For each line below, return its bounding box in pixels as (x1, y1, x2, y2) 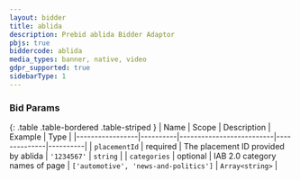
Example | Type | (9, 131, 72, 142)
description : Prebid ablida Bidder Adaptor (9, 30, 176, 39)
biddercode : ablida (9, 47, 83, 56)
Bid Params (9, 101, 60, 113)
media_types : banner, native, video (9, 55, 147, 64)
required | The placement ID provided (145, 141, 286, 152)
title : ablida (9, 22, 63, 31)
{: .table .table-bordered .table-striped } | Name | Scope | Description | (9, 122, 271, 133)
